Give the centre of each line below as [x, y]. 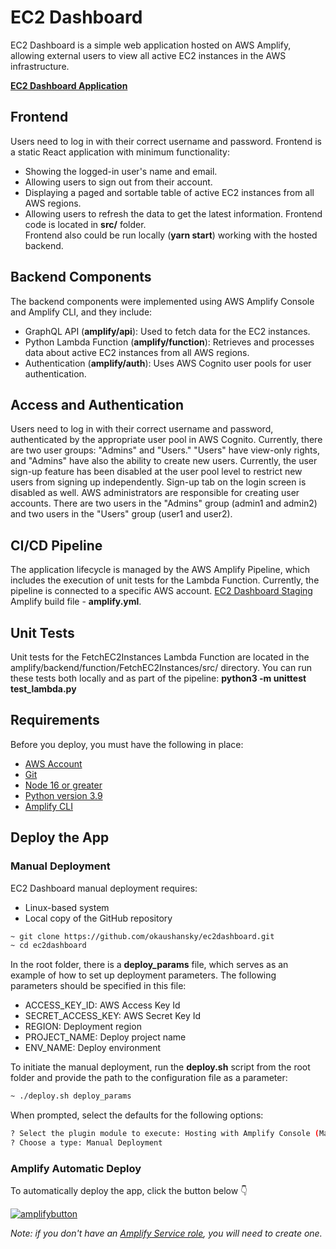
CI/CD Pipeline [56, 545]
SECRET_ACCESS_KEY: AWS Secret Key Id [113, 1016]
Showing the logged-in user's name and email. [121, 171]
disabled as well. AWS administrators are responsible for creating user [155, 493]
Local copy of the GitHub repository [98, 918]
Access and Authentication [97, 404]
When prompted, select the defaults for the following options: [137, 1115]
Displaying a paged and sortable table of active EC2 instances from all [169, 192]
